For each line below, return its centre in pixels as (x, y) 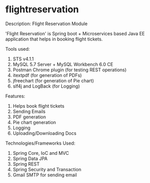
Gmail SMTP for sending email (45, 175)
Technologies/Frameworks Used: (40, 143)
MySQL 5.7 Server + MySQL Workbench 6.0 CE (63, 64)
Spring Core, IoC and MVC (41, 153)
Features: (15, 96)
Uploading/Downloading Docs (44, 133)
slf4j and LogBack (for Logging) (46, 86)
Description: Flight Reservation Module (46, 24)
